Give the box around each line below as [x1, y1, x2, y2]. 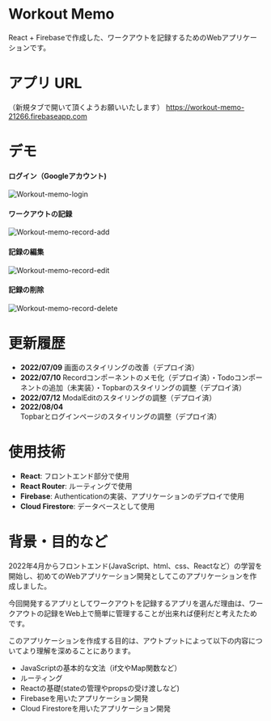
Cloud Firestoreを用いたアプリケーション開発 [19, 703, 171, 713]
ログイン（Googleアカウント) [8, 171, 107, 180]
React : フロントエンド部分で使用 [19, 470, 129, 481]
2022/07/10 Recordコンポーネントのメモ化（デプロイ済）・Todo [19, 373, 235, 382]
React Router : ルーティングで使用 [19, 481, 133, 491]
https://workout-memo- [165, 102, 245, 112]
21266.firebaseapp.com [8, 111, 87, 121]
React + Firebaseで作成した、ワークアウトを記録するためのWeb [8, 32, 222, 42]
